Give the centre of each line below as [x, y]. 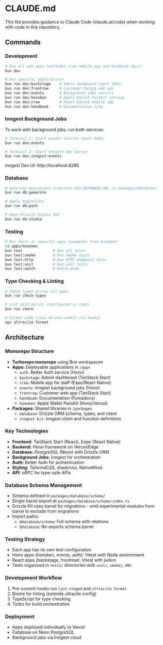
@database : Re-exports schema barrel [56, 527]
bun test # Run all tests [45, 250]
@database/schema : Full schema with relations [64, 522]
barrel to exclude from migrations [45, 511]
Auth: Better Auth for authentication [48, 462]
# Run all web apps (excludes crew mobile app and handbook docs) [73, 66]
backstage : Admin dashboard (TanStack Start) [65, 377]
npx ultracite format [27, 322]
